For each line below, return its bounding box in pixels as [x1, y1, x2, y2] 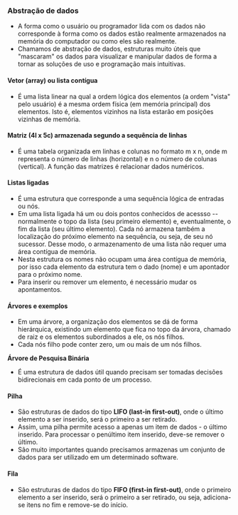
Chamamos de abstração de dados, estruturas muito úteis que [17, 45, 201, 53]
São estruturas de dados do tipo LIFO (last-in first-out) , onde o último [17, 407, 224, 416]
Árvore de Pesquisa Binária [7, 354, 90, 362]
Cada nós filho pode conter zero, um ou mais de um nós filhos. [17, 340, 202, 349]
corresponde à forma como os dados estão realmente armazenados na [17, 29, 227, 38]
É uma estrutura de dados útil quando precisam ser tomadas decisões [17, 368, 223, 377]
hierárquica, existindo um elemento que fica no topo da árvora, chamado [17, 325, 231, 334]
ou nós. [17, 202, 40, 210]
